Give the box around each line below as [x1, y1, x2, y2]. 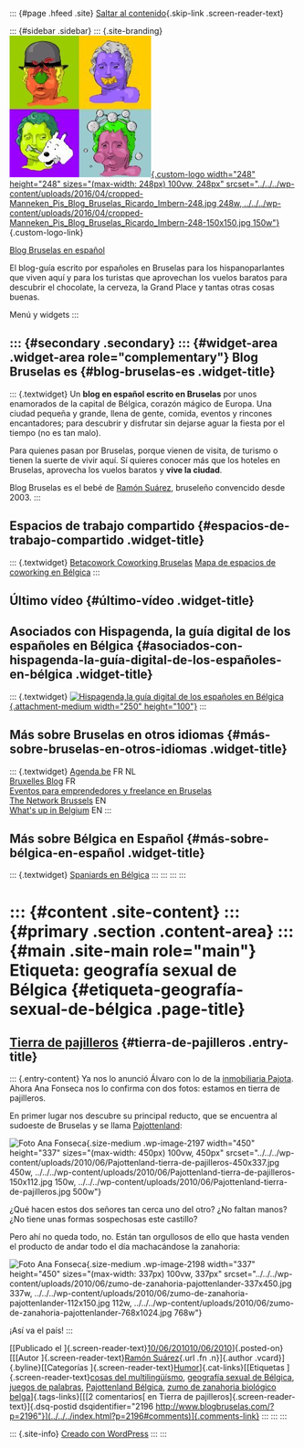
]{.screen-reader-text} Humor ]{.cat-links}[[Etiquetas [89, 1362, 285, 1373]
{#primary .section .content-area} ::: [9, 921, 294, 942]
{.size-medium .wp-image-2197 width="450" [86, 1137, 256, 1149]
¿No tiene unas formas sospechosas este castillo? [9, 1214, 198, 1225]
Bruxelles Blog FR [9, 776, 76, 787]
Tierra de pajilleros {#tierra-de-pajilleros [9, 1035, 246, 1051]
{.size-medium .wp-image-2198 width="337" [86, 1259, 256, 1270]
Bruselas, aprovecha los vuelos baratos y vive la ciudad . [9, 464, 223, 475]
